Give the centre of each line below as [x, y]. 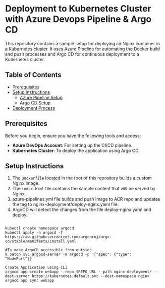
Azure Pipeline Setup [41, 97]
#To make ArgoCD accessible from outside [49, 250]
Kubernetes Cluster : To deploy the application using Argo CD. [76, 150]
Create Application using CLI [36, 268]
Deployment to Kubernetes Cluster [78, 9]
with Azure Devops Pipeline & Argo [78, 19]
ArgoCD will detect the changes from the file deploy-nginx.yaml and [82, 210]
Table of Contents [33, 75]
